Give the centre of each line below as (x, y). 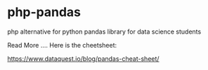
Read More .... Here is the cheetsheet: (62, 45)
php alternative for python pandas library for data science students (104, 31)
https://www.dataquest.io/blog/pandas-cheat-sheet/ (83, 58)
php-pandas (44, 12)
